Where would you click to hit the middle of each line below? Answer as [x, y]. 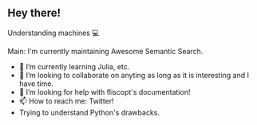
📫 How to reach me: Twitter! [66, 101]
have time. [36, 84]
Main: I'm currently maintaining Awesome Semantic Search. [105, 51]
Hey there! [34, 13]
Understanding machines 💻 [53, 33]
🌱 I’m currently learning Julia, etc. [74, 66]
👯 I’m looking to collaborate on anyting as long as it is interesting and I [134, 75]
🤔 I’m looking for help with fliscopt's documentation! [105, 92]
